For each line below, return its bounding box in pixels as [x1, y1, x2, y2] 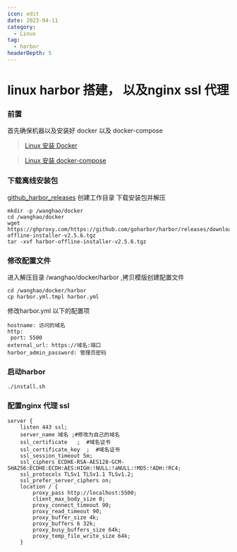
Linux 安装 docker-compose [24, 157, 107, 165]
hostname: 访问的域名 [7, 321, 66, 329]
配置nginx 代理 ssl [7, 401, 70, 411]
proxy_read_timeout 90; [32, 508, 102, 515]
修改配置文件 [7, 255, 51, 265]
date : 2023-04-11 [7, 17, 59, 24]
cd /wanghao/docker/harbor [7, 287, 87, 294]
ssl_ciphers [20, 458, 55, 465]
